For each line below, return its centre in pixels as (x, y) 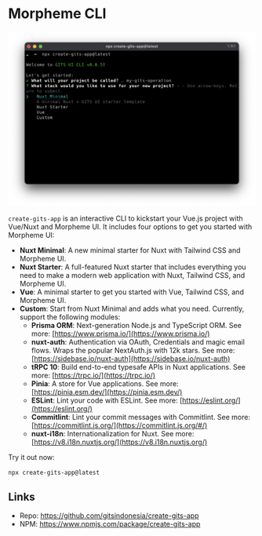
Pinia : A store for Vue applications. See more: (105, 383)
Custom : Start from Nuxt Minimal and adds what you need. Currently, (132, 308)
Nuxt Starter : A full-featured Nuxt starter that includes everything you (133, 267)
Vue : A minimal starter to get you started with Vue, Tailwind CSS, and (132, 292)
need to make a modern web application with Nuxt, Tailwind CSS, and (132, 275)
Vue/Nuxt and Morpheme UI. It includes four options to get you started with (130, 226)
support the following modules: (70, 317)
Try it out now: (31, 457)
